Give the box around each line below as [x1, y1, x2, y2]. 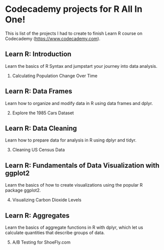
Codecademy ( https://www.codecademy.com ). [5, 36, 100, 42]
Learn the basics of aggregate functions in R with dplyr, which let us [5, 224, 143, 230]
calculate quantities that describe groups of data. [5, 230, 105, 236]
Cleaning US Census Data [12, 147, 65, 153]
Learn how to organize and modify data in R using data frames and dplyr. [5, 100, 153, 106]
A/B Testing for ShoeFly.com [12, 239, 70, 245]
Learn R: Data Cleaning [5, 124, 77, 132]
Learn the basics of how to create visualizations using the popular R [5, 182, 143, 188]
